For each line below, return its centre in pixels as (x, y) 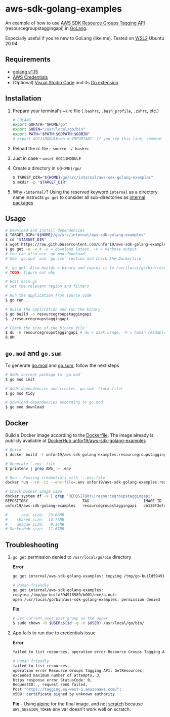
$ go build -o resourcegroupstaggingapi (49, 314)
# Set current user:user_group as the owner (60, 619)
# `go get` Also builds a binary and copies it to (60, 268)
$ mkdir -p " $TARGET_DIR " (40, 182)
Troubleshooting (32, 545)
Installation (23, 99)
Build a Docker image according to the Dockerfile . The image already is (79, 435)
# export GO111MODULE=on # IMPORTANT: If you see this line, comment (88, 139)
